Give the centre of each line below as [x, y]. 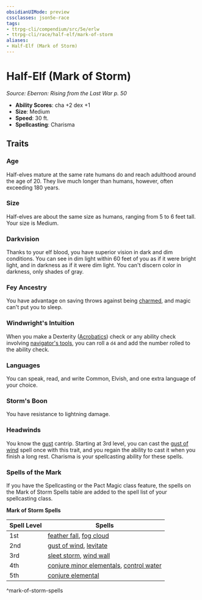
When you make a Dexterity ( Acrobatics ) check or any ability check [91, 336]
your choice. [22, 385]
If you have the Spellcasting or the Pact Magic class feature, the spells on [99, 485]
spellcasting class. [30, 498]
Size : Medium [33, 111]
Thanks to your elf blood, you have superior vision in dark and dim [89, 252]
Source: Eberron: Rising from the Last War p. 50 [67, 93]
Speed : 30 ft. [32, 118]
